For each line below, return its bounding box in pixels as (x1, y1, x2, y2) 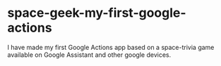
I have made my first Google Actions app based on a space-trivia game (7, 43, 215, 51)
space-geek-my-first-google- (7, 5, 186, 21)
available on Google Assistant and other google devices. (7, 51, 172, 59)
